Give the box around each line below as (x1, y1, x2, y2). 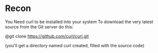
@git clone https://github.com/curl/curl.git (5, 33, 89, 39)
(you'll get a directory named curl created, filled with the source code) (5, 42, 145, 48)
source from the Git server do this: (5, 24, 73, 29)
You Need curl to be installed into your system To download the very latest (5, 19, 154, 25)
